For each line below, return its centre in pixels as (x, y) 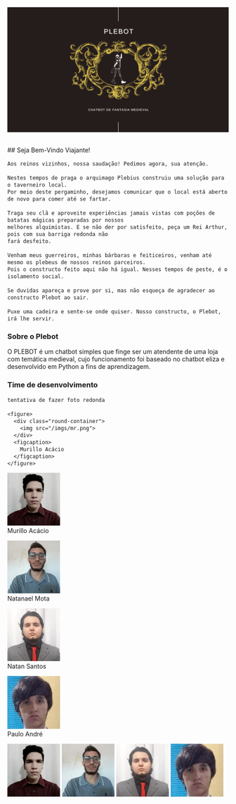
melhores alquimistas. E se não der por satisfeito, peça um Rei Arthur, (118, 227)
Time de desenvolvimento (53, 385)
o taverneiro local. (38, 185)
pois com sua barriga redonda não (58, 234)
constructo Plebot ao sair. (48, 297)
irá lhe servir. (31, 319)
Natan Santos (27, 666)
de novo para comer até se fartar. (59, 199)
